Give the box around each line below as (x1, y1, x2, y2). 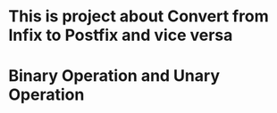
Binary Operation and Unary (8, 66, 221, 86)
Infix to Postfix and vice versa (8, 25, 233, 45)
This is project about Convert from (8, 6, 269, 27)
